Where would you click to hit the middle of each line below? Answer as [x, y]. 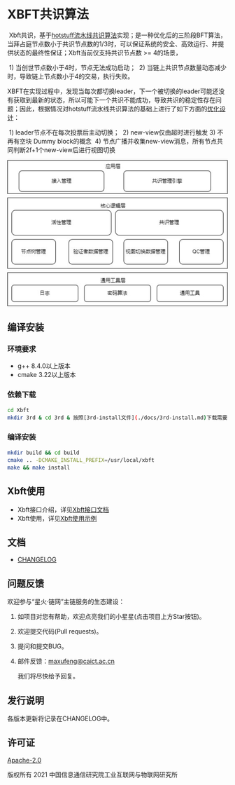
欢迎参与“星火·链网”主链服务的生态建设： [66, 602]
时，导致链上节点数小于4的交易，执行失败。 [71, 76]
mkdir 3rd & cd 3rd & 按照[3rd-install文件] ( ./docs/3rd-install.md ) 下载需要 [117, 418]
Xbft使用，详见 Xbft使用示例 [57, 518]
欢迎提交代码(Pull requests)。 [60, 632]
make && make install [39, 467]
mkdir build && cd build [43, 453]
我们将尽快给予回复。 [48, 676]
